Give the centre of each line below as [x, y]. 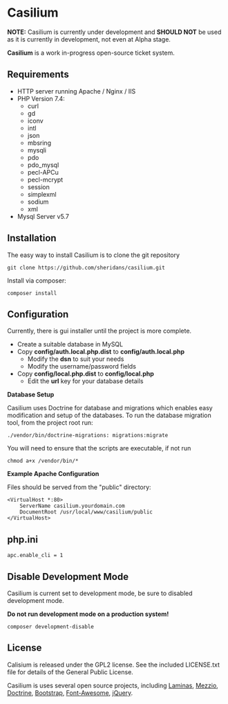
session [38, 187]
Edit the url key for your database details [85, 381]
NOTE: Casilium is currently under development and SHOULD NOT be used [114, 32]
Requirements [38, 74]
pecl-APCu [43, 172]
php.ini [23, 539]
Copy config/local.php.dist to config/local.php [85, 374]
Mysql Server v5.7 [43, 216]
